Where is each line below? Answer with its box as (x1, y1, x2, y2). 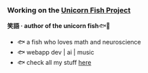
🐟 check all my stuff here (17, 59, 92, 67)
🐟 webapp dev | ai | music (17, 48, 95, 57)
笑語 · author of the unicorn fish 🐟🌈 (7, 22, 111, 30)
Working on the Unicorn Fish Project (7, 5, 131, 15)
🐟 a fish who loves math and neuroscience (17, 38, 141, 46)
